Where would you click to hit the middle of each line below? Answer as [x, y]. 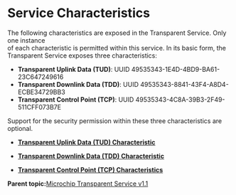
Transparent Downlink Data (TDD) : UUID [78, 84]
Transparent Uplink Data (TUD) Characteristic [86, 142]
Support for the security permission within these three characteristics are [115, 121]
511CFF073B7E [39, 107]
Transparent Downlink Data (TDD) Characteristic [91, 156]
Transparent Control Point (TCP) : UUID [76, 99]
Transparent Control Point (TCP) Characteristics [90, 169]
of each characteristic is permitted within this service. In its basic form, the [117, 48]
